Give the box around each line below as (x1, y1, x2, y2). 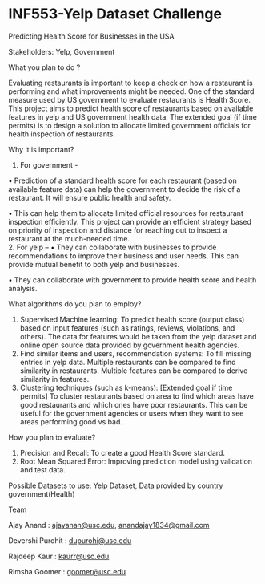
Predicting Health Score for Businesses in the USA (8, 31, 175, 41)
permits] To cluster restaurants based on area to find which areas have (19, 391, 255, 401)
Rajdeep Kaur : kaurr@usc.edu (8, 551, 110, 561)
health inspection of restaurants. (8, 129, 116, 139)
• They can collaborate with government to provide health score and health (8, 274, 257, 285)
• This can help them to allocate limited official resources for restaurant (8, 208, 244, 217)
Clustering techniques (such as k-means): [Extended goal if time (19, 383, 233, 392)
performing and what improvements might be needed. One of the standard (8, 86, 255, 96)
